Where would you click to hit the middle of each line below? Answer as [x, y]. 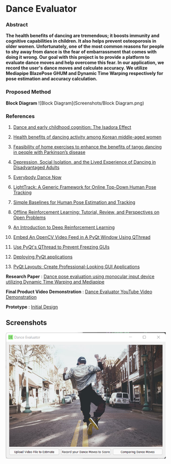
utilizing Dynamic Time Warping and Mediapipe [55, 282]
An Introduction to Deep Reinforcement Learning [64, 227]
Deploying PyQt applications [43, 257]
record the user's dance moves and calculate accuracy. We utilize [77, 68]
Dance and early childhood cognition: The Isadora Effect [72, 127]
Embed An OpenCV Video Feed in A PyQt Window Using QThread [82, 237]
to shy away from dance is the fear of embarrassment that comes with [81, 52]
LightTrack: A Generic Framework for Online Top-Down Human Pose [84, 187]
